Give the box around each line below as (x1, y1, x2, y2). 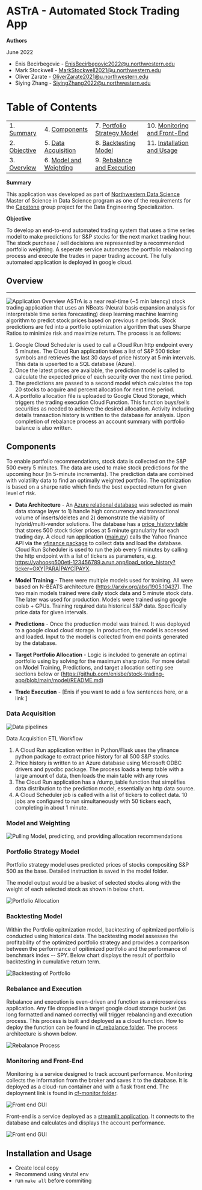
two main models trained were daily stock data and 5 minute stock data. (14, 589, 194, 596)
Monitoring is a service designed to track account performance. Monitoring (6, 1070, 193, 1078)
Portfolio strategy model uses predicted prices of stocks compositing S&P (6, 861, 189, 868)
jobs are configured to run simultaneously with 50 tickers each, (14, 798, 172, 805)
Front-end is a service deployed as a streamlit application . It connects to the (6, 1113, 195, 1120)
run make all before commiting (14, 1177, 92, 1185)
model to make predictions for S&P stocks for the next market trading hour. (6, 233, 192, 240)
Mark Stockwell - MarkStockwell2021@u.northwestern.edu (14, 66, 161, 73)
